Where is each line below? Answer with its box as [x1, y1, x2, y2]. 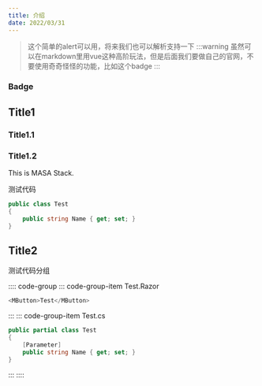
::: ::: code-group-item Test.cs [8, 311, 106, 321]
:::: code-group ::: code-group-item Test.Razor [8, 281, 159, 291]
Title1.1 [8, 129, 36, 140]
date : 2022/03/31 [8, 19, 65, 27]
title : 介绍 [8, 11, 45, 20]
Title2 [8, 243, 38, 257]
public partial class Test [8, 326, 97, 335]
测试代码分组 [8, 265, 50, 276]
